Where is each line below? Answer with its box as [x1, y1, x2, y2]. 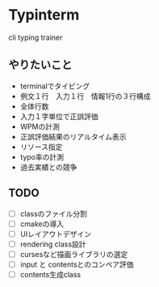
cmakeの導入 [19, 219, 65, 229]
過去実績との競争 [19, 162, 77, 172]
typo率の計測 [19, 152, 65, 161]
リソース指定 [19, 142, 63, 152]
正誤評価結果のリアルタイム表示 [19, 131, 127, 141]
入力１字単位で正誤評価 [19, 111, 98, 121]
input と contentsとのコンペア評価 [19, 259, 134, 269]
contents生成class [19, 269, 82, 279]
